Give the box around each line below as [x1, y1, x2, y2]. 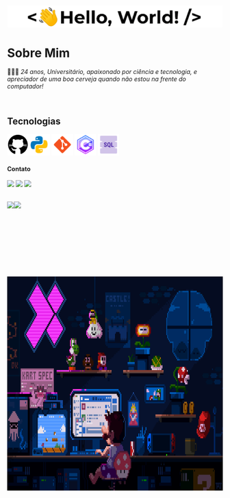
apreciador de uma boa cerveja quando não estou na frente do [7, 75, 187, 84]
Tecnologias [7, 115, 61, 127]
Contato [7, 164, 31, 173]
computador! [7, 82, 44, 90]
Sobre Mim [7, 45, 71, 60]
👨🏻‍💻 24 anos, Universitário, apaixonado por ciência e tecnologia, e [7, 68, 197, 76]
